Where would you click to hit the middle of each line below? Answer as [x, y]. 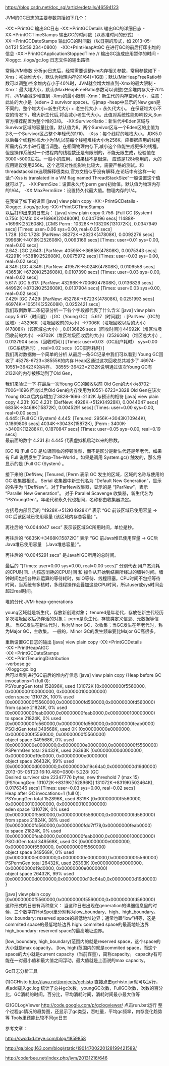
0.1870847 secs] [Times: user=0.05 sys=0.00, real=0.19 [103, 429]
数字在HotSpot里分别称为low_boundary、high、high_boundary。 [90, 912]
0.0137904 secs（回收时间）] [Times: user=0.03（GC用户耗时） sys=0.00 [81, 342]
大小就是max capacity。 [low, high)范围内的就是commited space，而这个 [81, 948]
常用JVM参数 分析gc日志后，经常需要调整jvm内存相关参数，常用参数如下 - [83, 71]
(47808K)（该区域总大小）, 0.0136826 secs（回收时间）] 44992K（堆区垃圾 [84, 329]
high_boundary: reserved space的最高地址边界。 [56, 931]
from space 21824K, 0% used [36, 707]
